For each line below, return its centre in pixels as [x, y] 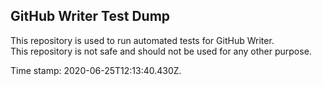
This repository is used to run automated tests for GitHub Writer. [142, 40]
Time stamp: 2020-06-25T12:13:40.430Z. [96, 70]
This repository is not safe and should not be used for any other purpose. [161, 51]
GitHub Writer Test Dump [90, 16]
